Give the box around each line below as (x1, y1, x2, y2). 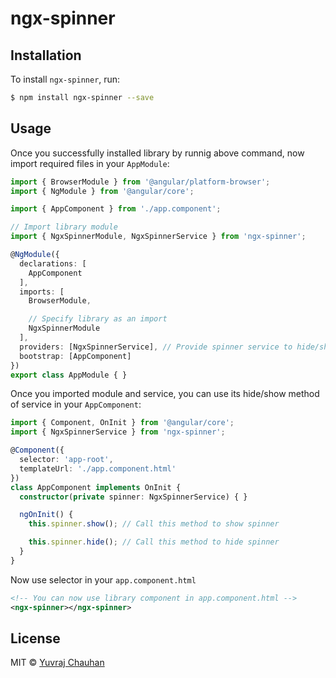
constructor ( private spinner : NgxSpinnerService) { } (19, 492, 248, 502)
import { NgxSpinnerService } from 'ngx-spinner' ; (10, 427, 226, 437)
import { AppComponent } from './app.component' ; (10, 204, 222, 214)
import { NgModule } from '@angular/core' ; (10, 186, 195, 196)
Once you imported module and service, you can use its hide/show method (10, 388, 320, 400)
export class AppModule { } (10, 370, 128, 380)
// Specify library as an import (28, 314, 168, 324)
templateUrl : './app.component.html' (19, 463, 177, 474)
